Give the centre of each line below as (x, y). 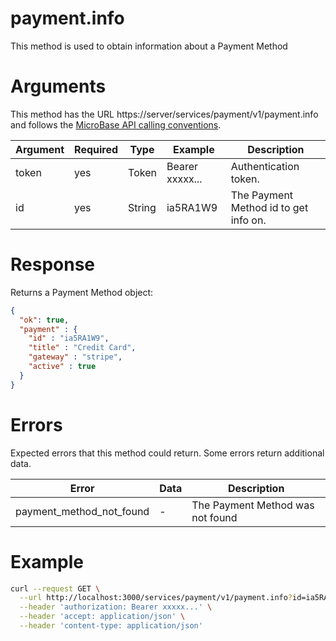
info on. (248, 220)
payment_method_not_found (82, 511)
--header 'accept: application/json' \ (102, 617)
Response (53, 264)
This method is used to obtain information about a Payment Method (149, 46)
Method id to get (269, 207)
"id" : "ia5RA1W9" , (69, 338)
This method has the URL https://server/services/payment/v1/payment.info (164, 114)
